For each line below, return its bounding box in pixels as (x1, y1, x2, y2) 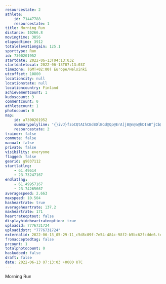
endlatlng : (5, 177, 28, 182)
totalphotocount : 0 (5, 246, 45, 251)
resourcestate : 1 (14, 21, 50, 26)
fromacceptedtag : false (5, 237, 54, 242)
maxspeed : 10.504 (5, 196, 41, 201)
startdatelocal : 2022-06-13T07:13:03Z (5, 62, 85, 67)
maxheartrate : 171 (5, 209, 43, 214)
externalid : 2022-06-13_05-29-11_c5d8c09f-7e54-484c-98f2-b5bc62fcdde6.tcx (5, 232, 165, 237)
